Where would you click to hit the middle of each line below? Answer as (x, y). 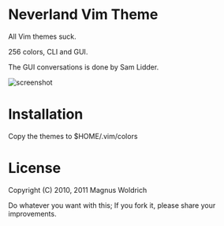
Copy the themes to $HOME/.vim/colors (73, 136)
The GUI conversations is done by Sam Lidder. (84, 67)
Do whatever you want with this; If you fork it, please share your (112, 205)
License (35, 168)
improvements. (32, 213)
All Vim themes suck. (42, 36)
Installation (46, 114)
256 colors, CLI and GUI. (48, 51)
